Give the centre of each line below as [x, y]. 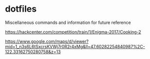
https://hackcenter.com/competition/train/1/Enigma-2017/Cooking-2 [73, 32]
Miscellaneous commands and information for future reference [68, 22]
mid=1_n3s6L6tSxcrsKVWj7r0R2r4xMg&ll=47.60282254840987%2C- [75, 46]
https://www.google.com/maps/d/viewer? [47, 41]
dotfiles [21, 9]
